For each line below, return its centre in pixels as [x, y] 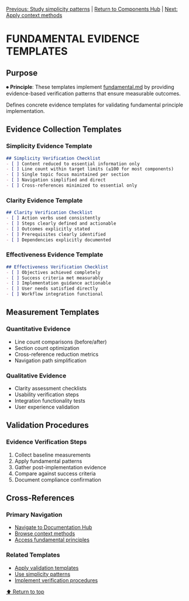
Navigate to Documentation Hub [53, 527]
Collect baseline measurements [52, 455]
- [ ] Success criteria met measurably [55, 278]
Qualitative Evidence [36, 376]
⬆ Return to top [25, 592]
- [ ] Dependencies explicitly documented [59, 240]
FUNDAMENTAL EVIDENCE [73, 39]
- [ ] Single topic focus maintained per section [68, 175]
